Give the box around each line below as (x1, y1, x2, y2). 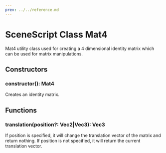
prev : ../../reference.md (5, 7, 59, 12)
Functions (5, 106, 37, 114)
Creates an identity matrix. (5, 91, 60, 97)
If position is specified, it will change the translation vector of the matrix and (5, 132, 161, 138)
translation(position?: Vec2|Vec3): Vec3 (5, 121, 106, 128)
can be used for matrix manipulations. (5, 50, 83, 56)
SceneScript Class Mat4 (5, 28, 108, 40)
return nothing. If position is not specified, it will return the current (5, 137, 141, 143)
